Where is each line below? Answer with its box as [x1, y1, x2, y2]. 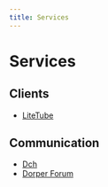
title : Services [9, 12, 69, 22]
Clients [9, 86, 50, 102]
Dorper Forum [21, 168, 73, 179]
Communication [9, 136, 100, 151]
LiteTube [21, 110, 54, 121]
